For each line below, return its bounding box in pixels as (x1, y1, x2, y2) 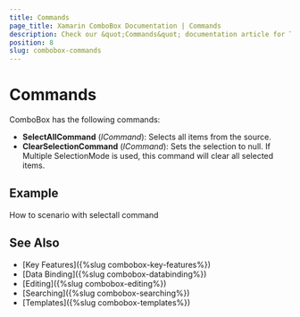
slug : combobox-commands (9, 46, 102, 55)
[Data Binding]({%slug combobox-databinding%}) (21, 269, 207, 279)
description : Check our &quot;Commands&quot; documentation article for (9, 29, 286, 38)
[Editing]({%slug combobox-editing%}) (21, 278, 167, 288)
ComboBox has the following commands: (9, 114, 161, 125)
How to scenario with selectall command (9, 209, 159, 220)
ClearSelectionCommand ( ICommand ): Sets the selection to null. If (21, 141, 271, 152)
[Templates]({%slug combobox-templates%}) (21, 296, 191, 308)
